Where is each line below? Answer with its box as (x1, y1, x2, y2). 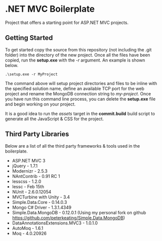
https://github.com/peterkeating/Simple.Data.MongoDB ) (12, 215, 125, 220)
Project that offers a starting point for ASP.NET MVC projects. (5, 20, 129, 25)
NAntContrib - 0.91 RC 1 (12, 173, 60, 179)
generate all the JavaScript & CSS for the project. (5, 116, 104, 122)
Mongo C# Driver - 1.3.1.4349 (12, 204, 72, 210)
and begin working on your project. (5, 101, 76, 107)
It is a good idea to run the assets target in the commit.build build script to (5, 110, 155, 116)
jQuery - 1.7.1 (12, 163, 38, 169)
